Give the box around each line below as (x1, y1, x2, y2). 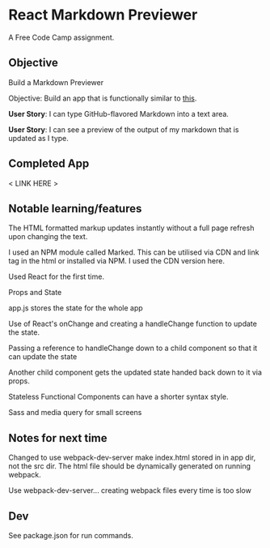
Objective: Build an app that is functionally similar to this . (8, 93, 197, 103)
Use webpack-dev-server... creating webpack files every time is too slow (8, 486, 252, 495)
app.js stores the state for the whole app (8, 303, 143, 313)
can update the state (8, 352, 78, 362)
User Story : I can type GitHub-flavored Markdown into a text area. (8, 109, 229, 118)
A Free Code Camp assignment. (8, 32, 115, 42)
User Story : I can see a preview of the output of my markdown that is (8, 124, 239, 135)
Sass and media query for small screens (8, 408, 142, 417)
